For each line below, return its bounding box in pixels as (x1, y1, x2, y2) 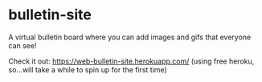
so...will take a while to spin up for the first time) (8, 64, 167, 74)
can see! (8, 40, 37, 50)
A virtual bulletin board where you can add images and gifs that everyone (8, 32, 252, 42)
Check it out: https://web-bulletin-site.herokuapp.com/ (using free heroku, (8, 56, 255, 66)
